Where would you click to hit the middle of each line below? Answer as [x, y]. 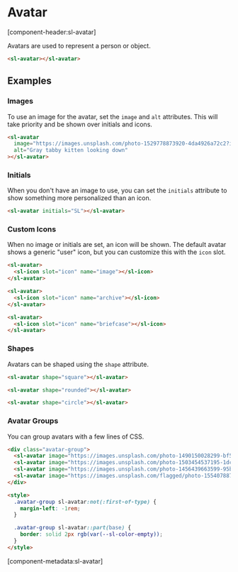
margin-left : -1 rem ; [50, 508]
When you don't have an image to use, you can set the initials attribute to [117, 191]
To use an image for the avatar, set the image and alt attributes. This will [113, 116]
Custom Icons [32, 229]
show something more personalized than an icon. [79, 198]
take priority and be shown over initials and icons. [80, 124]
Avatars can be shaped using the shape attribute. [78, 364]
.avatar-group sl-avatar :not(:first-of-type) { [85, 502]
